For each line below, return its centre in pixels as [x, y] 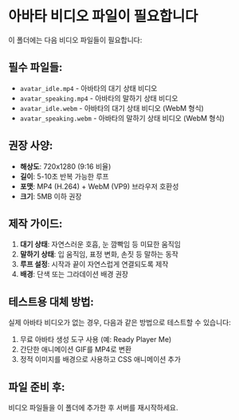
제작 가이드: [35, 224]
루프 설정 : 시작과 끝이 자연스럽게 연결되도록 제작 [94, 265]
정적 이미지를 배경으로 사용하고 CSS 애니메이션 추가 [100, 359]
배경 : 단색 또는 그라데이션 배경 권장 [74, 274]
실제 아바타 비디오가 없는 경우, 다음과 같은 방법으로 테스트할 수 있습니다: [119, 323]
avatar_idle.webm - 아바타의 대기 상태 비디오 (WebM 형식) [112, 108]
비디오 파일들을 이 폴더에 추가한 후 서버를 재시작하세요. [93, 408]
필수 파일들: [35, 67]
